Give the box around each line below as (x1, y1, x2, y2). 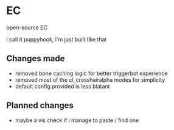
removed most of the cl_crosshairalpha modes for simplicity (15, 76, 165, 83)
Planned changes (6, 100, 74, 110)
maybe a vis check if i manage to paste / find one (15, 117, 139, 124)
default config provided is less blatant (15, 82, 110, 90)
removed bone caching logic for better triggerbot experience (15, 70, 168, 77)
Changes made (6, 53, 65, 64)
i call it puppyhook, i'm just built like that (6, 35, 107, 43)
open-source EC (6, 24, 47, 31)
